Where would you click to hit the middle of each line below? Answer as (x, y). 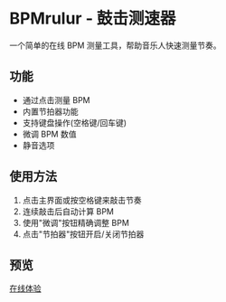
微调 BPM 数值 (49, 134)
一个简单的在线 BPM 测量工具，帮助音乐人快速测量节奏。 (115, 45)
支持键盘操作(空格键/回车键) (75, 122)
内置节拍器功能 (50, 111)
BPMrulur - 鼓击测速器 (93, 19)
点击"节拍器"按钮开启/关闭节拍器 (83, 234)
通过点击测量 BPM (56, 99)
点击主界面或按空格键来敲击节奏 (82, 200)
